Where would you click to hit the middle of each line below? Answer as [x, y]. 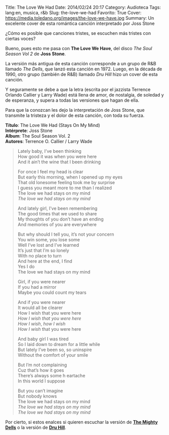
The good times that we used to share [57, 214]
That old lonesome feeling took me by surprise [66, 182]
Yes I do [26, 267]
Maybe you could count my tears [52, 292]
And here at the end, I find [45, 261]
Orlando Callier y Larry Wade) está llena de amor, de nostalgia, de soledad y [85, 95]
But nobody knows [37, 396]
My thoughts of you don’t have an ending [60, 219]
